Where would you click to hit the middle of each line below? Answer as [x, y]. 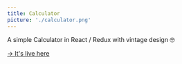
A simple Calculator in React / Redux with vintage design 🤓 [91, 39]
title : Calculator [34, 13]
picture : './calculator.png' [49, 20]
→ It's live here [28, 53]
